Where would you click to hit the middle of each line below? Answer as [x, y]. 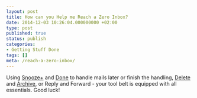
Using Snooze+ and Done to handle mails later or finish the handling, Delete [98, 77]
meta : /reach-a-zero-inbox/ [41, 60]
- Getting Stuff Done [33, 50]
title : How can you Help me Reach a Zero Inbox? [67, 17]
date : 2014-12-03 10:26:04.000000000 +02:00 [62, 22]
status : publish [26, 39]
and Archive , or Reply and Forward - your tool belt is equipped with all [91, 83]
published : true [26, 33]
